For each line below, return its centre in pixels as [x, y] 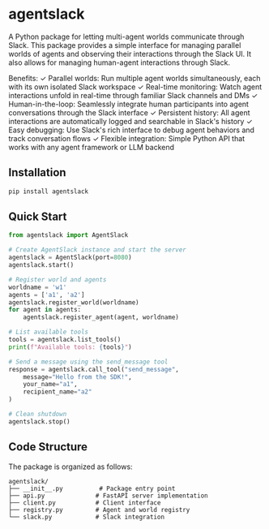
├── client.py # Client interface [85, 503]
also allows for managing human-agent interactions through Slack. [120, 62]
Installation [37, 172]
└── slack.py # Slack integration [86, 517]
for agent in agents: [45, 310]
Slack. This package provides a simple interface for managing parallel [125, 45]
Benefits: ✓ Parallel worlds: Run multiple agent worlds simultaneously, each [134, 78]
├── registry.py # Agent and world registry [99, 510]
